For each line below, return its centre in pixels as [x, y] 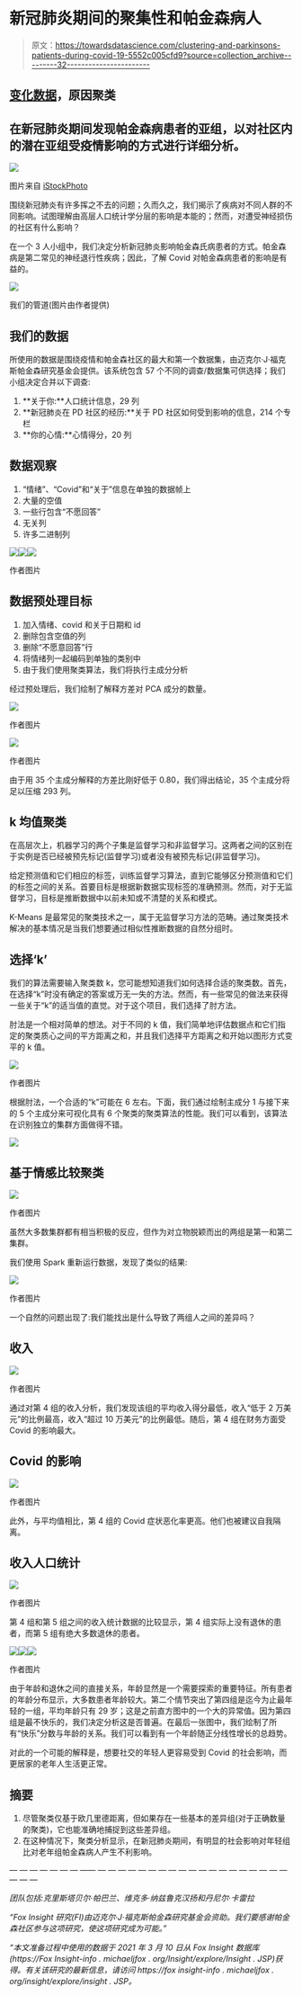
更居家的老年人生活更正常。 [61, 1764]
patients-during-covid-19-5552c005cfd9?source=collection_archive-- [161, 55]
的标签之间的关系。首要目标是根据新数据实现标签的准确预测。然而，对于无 [147, 887]
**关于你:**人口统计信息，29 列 [81, 400]
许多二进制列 [46, 534]
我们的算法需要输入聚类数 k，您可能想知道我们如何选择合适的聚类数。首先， [151, 983]
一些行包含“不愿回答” [62, 511]
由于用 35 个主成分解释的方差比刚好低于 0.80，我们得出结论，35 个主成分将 [150, 780]
